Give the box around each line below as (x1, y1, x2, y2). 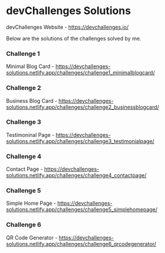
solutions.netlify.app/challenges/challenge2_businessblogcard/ (6, 103, 160, 110)
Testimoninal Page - (6, 131, 55, 139)
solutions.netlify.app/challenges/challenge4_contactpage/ (6, 172, 147, 179)
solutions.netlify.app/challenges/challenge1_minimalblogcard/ (6, 69, 155, 76)
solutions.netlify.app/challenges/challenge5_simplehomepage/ (6, 206, 157, 213)
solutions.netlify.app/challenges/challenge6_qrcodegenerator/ (6, 240, 157, 247)
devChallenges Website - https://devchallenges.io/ (6, 23, 129, 31)
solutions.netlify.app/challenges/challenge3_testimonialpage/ (6, 137, 154, 144)
